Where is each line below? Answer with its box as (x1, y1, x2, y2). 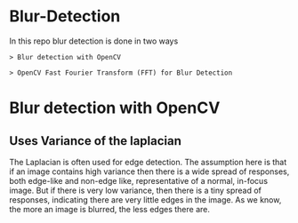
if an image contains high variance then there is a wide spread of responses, (9, 166, 290, 177)
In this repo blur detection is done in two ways (9, 36, 179, 46)
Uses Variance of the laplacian (9, 133, 182, 148)
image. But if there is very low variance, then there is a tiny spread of (9, 185, 262, 195)
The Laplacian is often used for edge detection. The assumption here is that (9, 156, 287, 167)
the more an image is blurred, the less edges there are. (9, 203, 211, 214)
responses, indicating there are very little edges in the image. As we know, (9, 194, 282, 205)
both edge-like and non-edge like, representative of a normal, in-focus (9, 175, 269, 186)
